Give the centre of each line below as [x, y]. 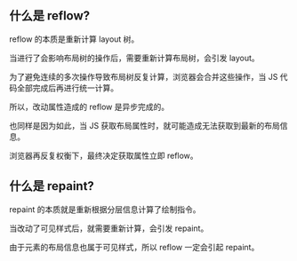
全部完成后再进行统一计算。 [67, 88]
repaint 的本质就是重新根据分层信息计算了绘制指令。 [105, 209]
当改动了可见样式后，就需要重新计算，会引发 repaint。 [109, 228]
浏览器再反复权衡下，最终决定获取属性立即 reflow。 [104, 155]
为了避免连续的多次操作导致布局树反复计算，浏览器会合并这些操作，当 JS [144, 76]
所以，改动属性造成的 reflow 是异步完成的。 [89, 107]
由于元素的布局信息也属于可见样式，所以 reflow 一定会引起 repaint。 [134, 247]
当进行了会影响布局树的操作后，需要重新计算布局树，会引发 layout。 [134, 58]
